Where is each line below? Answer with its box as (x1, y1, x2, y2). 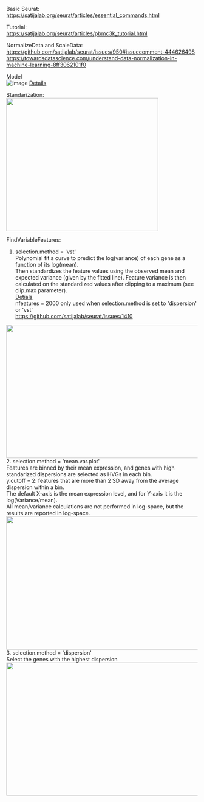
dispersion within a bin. (6, 484, 65, 491)
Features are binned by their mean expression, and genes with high (6, 464, 175, 471)
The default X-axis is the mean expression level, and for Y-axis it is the (6, 490, 183, 497)
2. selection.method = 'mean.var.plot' (6, 458, 100, 465)
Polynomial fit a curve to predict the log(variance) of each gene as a (15, 255, 186, 261)
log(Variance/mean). (6, 496, 58, 504)
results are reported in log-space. (6, 510, 90, 516)
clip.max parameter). (15, 287, 68, 294)
